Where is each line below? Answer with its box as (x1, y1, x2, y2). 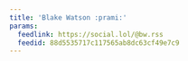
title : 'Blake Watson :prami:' (9, 13, 127, 22)
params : (9, 22, 39, 30)
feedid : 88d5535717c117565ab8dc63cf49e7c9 (17, 38, 180, 48)
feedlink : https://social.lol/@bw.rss (17, 30, 164, 39)
